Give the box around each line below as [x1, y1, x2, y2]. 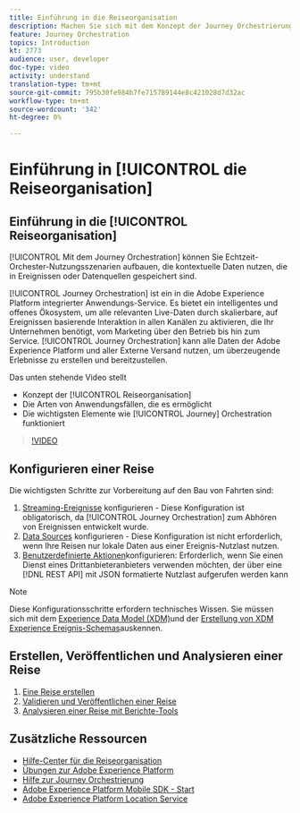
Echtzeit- [225, 252, 259, 262]
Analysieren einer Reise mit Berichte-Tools [21, 705, 179, 716]
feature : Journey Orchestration [9, 30, 129, 39]
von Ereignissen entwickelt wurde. [21, 521, 149, 532]
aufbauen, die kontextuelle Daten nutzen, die [122, 261, 288, 272]
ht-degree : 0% [9, 113, 62, 122]
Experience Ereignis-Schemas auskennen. [9, 622, 163, 633]
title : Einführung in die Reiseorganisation [9, 13, 178, 22]
